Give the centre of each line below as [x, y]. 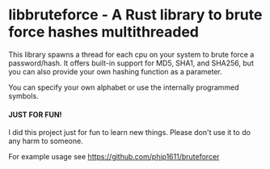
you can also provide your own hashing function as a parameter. [115, 71]
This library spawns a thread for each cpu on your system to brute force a [131, 54]
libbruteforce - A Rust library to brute [135, 15]
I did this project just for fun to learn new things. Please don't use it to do [129, 133]
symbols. [23, 95]
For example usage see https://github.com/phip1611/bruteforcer [114, 157]
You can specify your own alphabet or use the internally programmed [124, 87]
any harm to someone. [46, 141]
